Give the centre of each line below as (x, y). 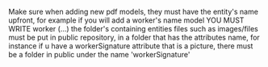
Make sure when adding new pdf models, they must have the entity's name (133, 12)
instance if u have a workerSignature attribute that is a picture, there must (131, 46)
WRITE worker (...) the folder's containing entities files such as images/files (133, 29)
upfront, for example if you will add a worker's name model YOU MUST (126, 20)
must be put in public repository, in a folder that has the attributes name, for (134, 37)
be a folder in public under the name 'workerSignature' (99, 54)
